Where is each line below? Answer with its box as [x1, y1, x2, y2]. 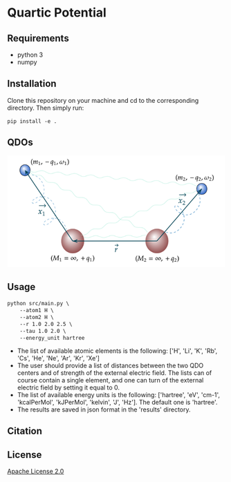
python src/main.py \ [7, 300, 70, 307]
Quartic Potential [7, 5, 107, 21]
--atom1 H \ [19, 307, 54, 314]
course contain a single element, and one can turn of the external [17, 376, 204, 385]
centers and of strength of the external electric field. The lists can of [17, 369, 212, 377]
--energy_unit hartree [19, 335, 85, 342]
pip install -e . [7, 117, 57, 125]
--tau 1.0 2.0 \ [19, 328, 67, 335]
